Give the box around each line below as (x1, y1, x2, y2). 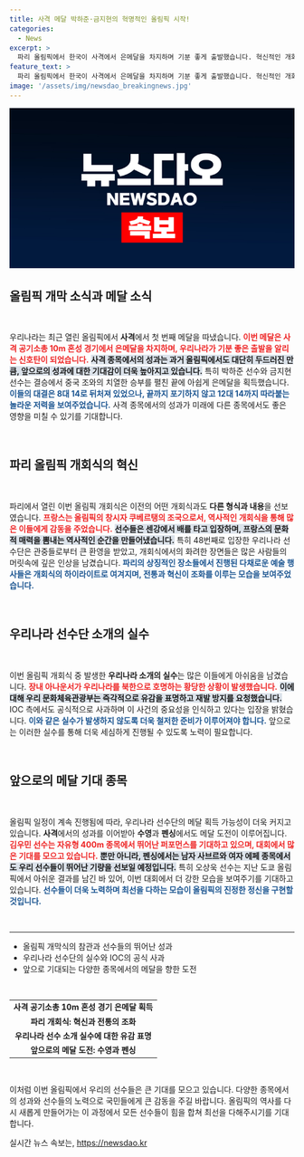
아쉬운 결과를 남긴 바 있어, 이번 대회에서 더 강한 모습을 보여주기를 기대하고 (33, 873, 294, 884)
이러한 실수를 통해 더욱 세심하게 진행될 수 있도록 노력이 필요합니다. (18, 726, 253, 737)
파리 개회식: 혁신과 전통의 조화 (30, 1016, 137, 1027)
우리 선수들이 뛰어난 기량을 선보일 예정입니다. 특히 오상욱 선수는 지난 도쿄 (18, 861, 276, 873)
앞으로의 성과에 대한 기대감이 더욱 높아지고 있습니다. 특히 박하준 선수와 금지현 (21, 366, 292, 377)
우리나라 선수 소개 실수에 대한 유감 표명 (14, 1030, 152, 1041)
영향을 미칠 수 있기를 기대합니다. (9, 411, 124, 422)
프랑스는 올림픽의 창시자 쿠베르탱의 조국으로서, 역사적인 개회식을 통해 (43, 512, 285, 522)
